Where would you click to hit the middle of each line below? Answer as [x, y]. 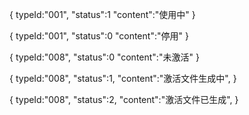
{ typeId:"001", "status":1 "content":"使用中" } [102, 14]
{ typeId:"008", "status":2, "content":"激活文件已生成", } [124, 99]
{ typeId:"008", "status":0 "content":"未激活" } [104, 57]
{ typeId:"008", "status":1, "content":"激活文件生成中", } [123, 78]
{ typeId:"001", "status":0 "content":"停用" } [99, 36]
